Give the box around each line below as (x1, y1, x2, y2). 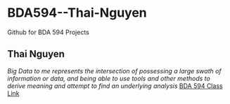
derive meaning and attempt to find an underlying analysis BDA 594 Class (7, 82, 223, 90)
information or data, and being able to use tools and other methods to (7, 74, 211, 82)
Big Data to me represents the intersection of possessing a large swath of (7, 66, 222, 75)
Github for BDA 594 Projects (7, 28, 89, 36)
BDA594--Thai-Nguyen (7, 5, 148, 21)
